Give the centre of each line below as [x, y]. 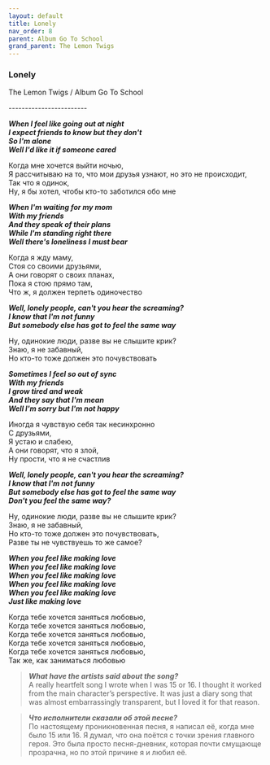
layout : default [36, 16]
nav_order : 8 [30, 31]
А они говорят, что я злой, [54, 450]
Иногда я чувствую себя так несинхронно [82, 425]
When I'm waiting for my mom [60, 208]
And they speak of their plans [60, 225]
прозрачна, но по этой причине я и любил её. [108, 753]
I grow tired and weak [46, 391]
